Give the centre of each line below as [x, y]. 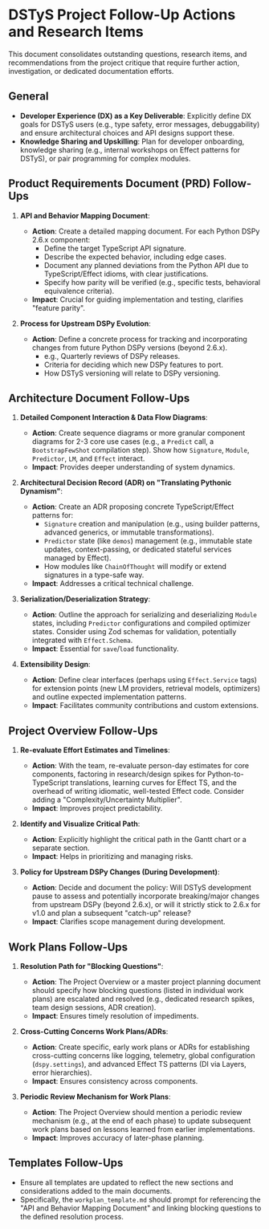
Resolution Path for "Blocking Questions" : [92, 966]
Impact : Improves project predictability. [97, 808]
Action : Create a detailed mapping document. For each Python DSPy [146, 231]
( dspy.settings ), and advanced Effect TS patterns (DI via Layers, [139, 1064]
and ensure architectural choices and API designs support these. [127, 132]
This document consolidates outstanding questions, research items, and [128, 54]
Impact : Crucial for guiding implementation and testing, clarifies [137, 299]
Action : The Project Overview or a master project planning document [146, 982]
